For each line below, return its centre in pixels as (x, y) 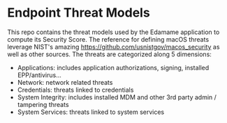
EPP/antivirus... (39, 75)
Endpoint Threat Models (79, 13)
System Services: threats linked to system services (91, 112)
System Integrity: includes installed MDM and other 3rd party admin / (117, 97)
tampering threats (43, 104)
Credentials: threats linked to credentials (75, 90)
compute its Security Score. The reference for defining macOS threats (108, 39)
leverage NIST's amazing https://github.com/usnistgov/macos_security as (113, 47)
